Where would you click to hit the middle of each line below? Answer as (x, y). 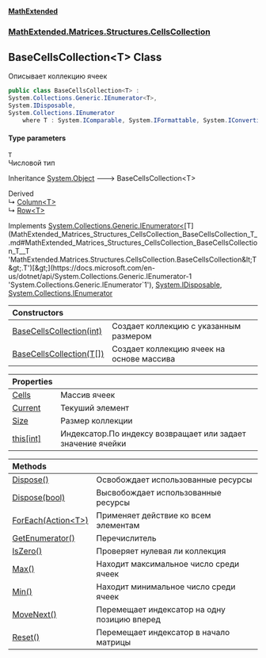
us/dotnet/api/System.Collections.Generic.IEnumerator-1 (100, 276)
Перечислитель (126, 537)
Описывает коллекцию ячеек (58, 76)
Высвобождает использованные (159, 492)
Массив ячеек (88, 395)
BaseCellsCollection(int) (57, 331)
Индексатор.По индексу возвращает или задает (154, 434)
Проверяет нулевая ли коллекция (161, 551)
